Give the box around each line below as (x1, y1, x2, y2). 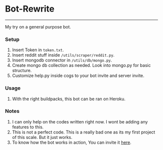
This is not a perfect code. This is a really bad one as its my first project (12, 129, 155, 135)
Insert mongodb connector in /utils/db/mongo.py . (12, 57, 113, 63)
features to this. (12, 124, 44, 130)
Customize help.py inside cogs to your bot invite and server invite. (12, 73, 145, 78)
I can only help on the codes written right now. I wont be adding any (12, 119, 148, 124)
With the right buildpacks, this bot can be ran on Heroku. (12, 96, 126, 102)
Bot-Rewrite (5, 3, 55, 15)
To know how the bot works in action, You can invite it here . (12, 139, 132, 145)
